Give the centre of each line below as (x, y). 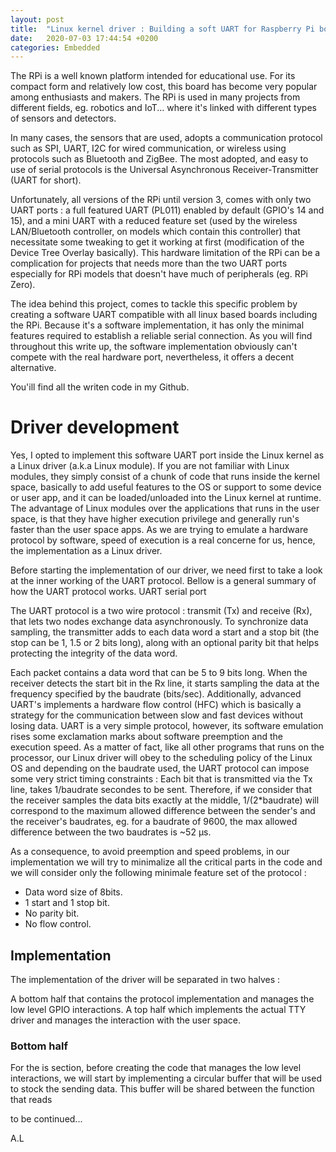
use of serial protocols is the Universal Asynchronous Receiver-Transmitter (164, 170)
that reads (31, 1100)
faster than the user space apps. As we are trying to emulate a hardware (159, 530)
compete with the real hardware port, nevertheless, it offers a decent (152, 357)
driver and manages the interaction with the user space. (126, 1020)
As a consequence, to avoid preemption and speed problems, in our (150, 852)
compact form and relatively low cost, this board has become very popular (164, 87)
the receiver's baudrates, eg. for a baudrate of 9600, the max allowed (154, 822)
